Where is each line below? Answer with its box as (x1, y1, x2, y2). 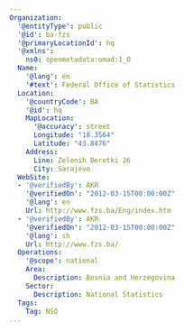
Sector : (25, 281, 54, 290)
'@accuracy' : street (32, 123, 111, 132)
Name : (17, 64, 39, 73)
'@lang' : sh (25, 231, 70, 240)
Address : (25, 147, 59, 156)
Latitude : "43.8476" (32, 139, 111, 148)
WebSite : (17, 172, 51, 181)
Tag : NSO (25, 307, 59, 316)
